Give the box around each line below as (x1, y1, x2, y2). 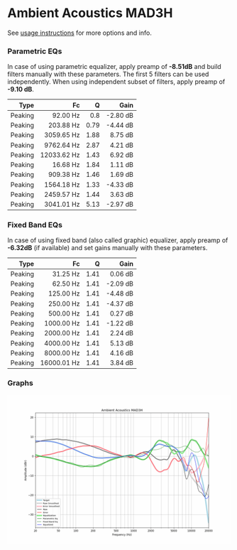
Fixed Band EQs (7, 220, 62, 230)
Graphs (7, 378, 33, 388)
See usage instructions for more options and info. (7, 28, 153, 37)
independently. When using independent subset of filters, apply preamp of (7, 77, 226, 86)
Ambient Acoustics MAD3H (7, 5, 173, 21)
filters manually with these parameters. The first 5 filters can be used (7, 70, 209, 79)
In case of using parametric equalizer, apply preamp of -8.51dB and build (7, 63, 221, 71)
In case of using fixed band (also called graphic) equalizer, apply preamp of (7, 236, 228, 244)
